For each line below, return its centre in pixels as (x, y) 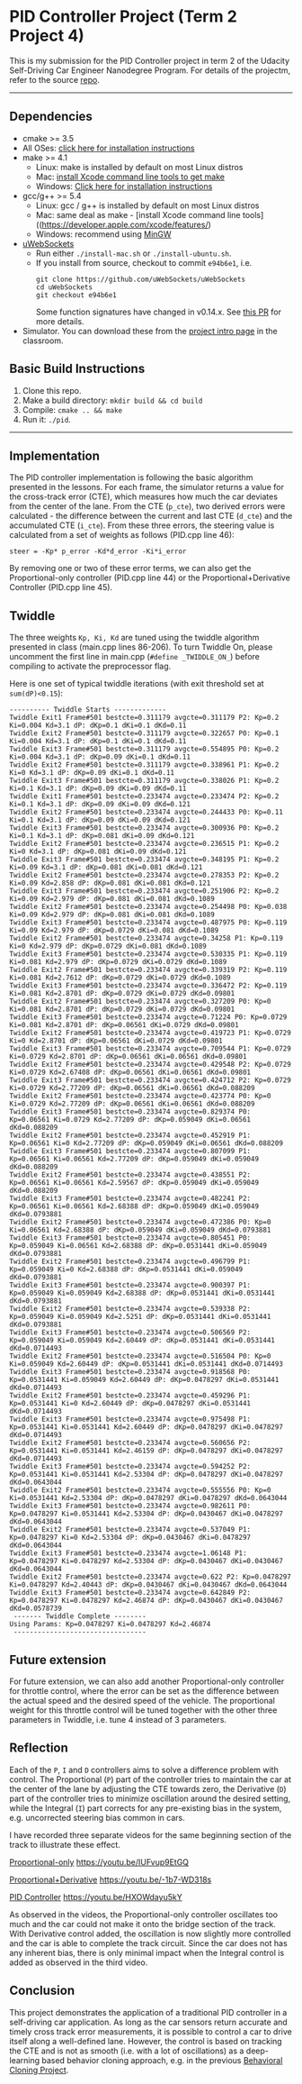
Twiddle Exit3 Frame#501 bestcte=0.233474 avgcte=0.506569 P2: (130, 1333)
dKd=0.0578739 (36, 1609)
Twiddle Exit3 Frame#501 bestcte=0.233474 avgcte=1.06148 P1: (128, 1553)
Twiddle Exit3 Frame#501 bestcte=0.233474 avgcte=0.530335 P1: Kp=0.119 (148, 954)
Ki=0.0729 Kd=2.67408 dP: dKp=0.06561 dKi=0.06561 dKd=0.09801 (130, 1073)
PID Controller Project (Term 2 (124, 17)
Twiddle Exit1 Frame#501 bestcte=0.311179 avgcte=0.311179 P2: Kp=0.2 (144, 718)
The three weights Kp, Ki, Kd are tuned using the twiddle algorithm (134, 638)
